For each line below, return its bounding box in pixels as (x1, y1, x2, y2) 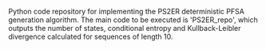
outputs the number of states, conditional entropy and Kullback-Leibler (8, 24, 241, 32)
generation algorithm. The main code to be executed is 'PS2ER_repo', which (8, 15, 258, 24)
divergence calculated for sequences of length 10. (8, 32, 173, 41)
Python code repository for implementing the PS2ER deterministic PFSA (8, 7, 245, 16)
